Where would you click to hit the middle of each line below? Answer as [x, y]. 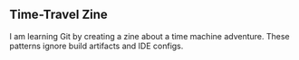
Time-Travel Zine [59, 15]
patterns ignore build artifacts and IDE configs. [96, 46]
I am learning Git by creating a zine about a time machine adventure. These [149, 36]
